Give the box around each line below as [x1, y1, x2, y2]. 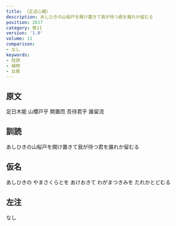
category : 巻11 [6, 25, 42, 31]
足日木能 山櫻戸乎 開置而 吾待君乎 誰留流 [6, 108, 104, 115]
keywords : [6, 52, 30, 58]
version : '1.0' [6, 30, 43, 36]
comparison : [6, 41, 35, 47]
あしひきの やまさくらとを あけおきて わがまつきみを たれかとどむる [6, 179, 171, 186]
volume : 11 [6, 36, 33, 41]
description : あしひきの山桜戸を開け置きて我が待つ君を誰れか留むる [6, 14, 154, 20]
